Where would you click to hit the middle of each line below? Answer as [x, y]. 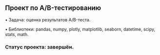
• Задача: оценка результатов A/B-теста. [48, 19]
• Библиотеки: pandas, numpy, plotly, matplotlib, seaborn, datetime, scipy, [80, 29]
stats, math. [17, 34]
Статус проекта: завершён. [40, 47]
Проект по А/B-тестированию [53, 8]
